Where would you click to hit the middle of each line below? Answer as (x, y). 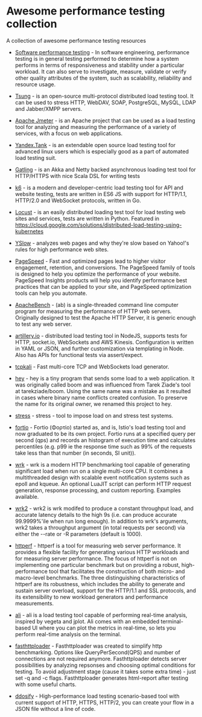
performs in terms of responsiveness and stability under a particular (99, 65)
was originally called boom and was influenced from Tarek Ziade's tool (103, 385)
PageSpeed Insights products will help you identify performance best (101, 280)
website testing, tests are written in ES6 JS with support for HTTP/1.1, (101, 194)
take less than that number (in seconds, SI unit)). (75, 453)
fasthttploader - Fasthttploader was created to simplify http (89, 646)
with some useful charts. (46, 684)
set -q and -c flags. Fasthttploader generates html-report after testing (102, 678)
